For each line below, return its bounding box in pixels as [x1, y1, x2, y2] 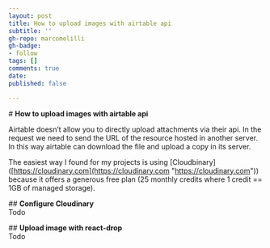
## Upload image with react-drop [8, 223, 123, 233]
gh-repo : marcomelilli [8, 34, 85, 43]
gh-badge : [8, 42, 42, 50]
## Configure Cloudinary [8, 199, 95, 208]
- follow [8, 49, 38, 57]
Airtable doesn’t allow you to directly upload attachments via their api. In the [8, 124, 262, 134]
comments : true [8, 65, 60, 73]
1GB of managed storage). [8, 183, 95, 192]
